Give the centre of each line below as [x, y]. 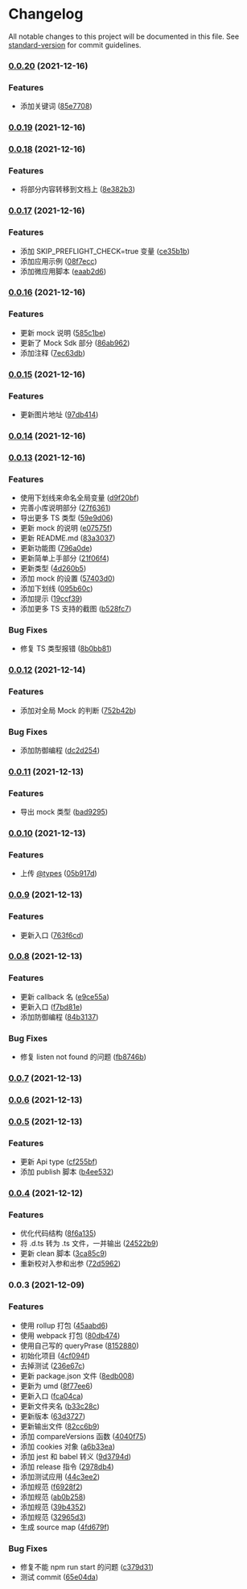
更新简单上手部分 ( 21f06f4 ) [65, 558]
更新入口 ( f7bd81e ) [51, 1007]
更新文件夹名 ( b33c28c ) [60, 1406]
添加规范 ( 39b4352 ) [53, 1507]
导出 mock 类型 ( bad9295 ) [64, 812]
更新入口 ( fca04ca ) [51, 1395]
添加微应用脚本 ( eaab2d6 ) [63, 271]
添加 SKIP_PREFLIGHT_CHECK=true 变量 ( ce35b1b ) [105, 251]
